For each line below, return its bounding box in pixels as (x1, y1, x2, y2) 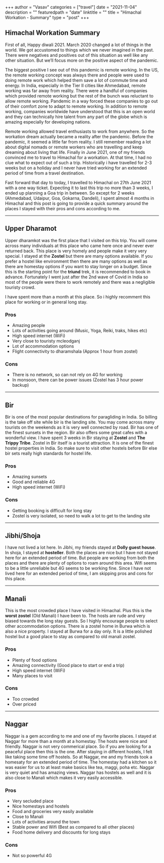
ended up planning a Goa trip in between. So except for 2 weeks (5, 190, 135, 196)
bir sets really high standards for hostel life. (5, 450, 92, 456)
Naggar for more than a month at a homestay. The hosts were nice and (5, 738, 147, 744)
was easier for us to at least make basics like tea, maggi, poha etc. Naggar (5, 764, 155, 770)
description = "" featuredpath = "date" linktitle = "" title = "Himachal (5, 9, 142, 15)
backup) (12, 382, 29, 388)
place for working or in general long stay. (5, 299, 88, 305)
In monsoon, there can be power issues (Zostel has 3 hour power (12, 377, 143, 383)
